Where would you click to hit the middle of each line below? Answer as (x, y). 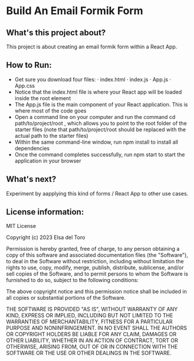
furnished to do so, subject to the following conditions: (72, 280)
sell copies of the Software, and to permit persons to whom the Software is (97, 274)
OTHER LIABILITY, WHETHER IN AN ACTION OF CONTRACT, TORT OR (92, 340)
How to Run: (29, 65)
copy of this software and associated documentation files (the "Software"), (97, 255)
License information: (45, 212)
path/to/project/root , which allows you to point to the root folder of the (101, 123)
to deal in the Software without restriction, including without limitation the (95, 261)
